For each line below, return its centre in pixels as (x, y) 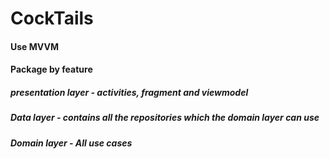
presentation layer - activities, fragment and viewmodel (129, 92)
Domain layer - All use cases (71, 143)
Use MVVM (34, 46)
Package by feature (51, 69)
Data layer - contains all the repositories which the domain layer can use (165, 118)
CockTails (52, 18)
